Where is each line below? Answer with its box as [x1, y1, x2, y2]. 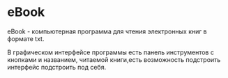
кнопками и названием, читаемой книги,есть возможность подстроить [7, 55, 221, 63]
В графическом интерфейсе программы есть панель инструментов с [7, 48, 215, 56]
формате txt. [7, 34, 45, 42]
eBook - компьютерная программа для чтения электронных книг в [7, 27, 207, 36]
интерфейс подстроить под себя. [7, 63, 107, 71]
